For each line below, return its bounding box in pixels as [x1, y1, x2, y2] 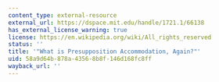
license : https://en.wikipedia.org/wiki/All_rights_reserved [8, 33, 212, 41]
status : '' [8, 41, 44, 48]
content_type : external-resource [8, 11, 117, 20]
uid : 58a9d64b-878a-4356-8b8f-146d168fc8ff [8, 55, 153, 63]
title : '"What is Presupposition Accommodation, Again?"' [8, 48, 201, 55]
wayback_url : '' [8, 62, 61, 70]
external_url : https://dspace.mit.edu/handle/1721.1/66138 [8, 19, 205, 27]
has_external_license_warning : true [8, 26, 127, 34]
